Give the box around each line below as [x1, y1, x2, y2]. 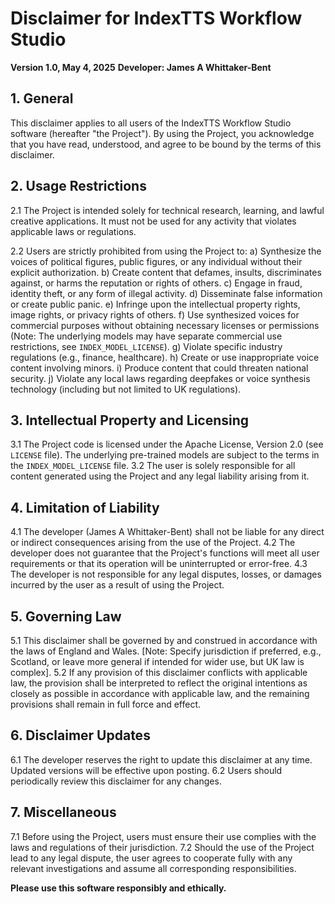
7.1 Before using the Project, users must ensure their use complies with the [10, 830, 317, 842]
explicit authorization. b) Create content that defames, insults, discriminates [10, 266, 322, 278]
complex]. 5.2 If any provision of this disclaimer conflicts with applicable [10, 667, 308, 678]
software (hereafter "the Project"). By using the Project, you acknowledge [10, 127, 315, 139]
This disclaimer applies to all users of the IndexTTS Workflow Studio [10, 117, 292, 129]
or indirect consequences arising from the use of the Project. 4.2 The [10, 537, 296, 549]
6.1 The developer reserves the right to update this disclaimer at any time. [10, 753, 313, 766]
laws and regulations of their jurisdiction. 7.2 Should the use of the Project [10, 841, 315, 853]
